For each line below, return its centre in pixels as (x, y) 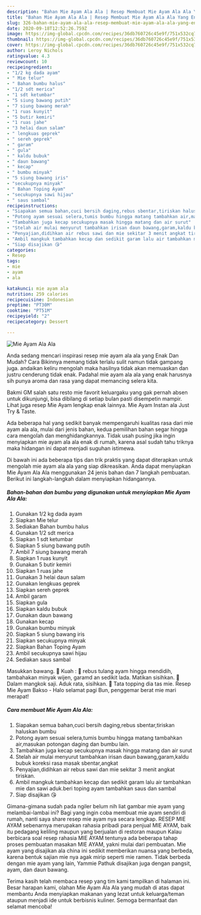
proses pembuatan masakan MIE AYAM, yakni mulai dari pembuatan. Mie (97, 844)
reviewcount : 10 (27, 61)
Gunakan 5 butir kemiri (43, 564)
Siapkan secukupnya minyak (50, 640)
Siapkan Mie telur (37, 520)
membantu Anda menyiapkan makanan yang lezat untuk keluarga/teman (96, 894)
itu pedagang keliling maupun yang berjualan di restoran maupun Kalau (94, 832)
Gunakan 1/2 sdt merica (44, 533)
